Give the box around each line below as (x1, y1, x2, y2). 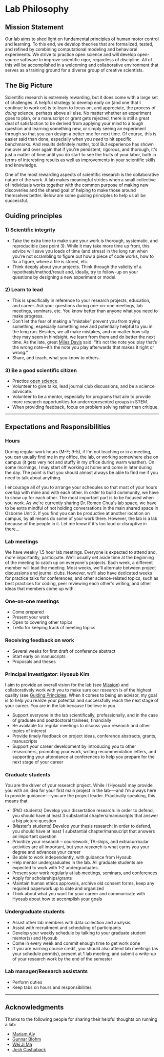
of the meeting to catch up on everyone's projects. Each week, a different (5, 560, 153, 565)
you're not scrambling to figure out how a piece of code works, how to (12, 253, 154, 259)
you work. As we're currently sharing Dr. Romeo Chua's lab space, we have (5, 500, 157, 506)
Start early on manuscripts (12, 653, 66, 659)
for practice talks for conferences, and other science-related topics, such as (5, 575, 159, 581)
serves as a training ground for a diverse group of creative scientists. (5, 67, 144, 73)
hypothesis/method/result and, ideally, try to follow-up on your (12, 269, 138, 275)
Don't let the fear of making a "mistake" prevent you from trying (12, 318, 141, 324)
